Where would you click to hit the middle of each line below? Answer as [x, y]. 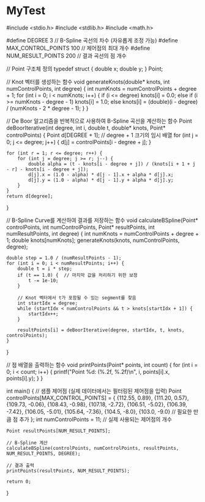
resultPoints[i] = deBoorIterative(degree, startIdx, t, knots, [101, 330]
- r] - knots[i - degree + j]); [47, 169]
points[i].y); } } [25, 378]
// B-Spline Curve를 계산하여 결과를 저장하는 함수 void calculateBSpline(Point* [102, 220]
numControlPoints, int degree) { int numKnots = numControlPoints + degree [102, 88]
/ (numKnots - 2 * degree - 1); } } [47, 108]
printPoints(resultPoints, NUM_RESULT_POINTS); [68, 471]
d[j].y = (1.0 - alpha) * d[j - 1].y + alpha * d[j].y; [101, 180]
